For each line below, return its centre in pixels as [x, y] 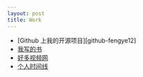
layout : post [26, 13]
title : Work [24, 20]
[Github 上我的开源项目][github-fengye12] [77, 40]
